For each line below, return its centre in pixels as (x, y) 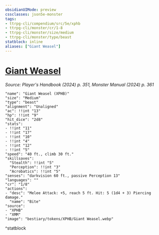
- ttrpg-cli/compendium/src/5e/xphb (43, 23)
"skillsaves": (20, 158)
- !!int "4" (17, 141)
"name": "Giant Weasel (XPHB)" (37, 94)
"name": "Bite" (25, 201)
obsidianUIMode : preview (31, 10)
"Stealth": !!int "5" (32, 163)
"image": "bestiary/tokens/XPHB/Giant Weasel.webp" (59, 219)
